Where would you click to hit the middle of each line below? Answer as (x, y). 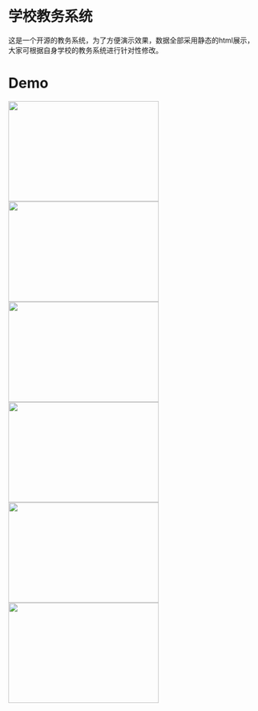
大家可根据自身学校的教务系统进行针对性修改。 (85, 50)
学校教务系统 (51, 16)
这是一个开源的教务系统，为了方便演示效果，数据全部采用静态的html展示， (131, 40)
